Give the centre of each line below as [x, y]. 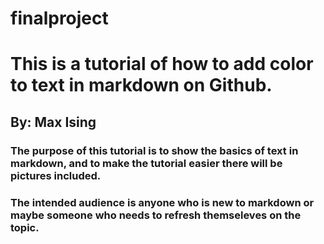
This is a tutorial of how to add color [162, 64]
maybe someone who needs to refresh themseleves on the [156, 215]
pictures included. [56, 175]
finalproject [59, 18]
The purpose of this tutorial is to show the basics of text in [154, 150]
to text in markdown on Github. [141, 85]
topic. [25, 227]
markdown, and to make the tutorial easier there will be [146, 163]
